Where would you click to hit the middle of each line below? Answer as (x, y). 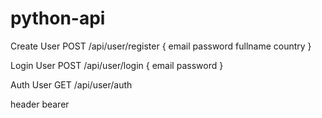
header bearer (40, 104)
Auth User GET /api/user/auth (71, 84)
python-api (58, 18)
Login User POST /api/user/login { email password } (117, 65)
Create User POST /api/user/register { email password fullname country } (161, 46)
